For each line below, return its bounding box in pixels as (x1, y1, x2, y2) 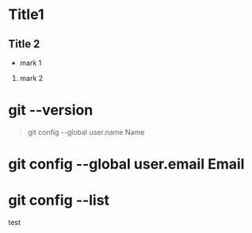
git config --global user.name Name (27, 127, 145, 136)
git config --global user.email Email (8, 155, 245, 174)
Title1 (8, 6, 44, 24)
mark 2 (19, 74, 44, 82)
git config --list (8, 192, 109, 209)
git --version (8, 101, 94, 120)
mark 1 (19, 58, 42, 67)
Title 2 (8, 37, 40, 51)
